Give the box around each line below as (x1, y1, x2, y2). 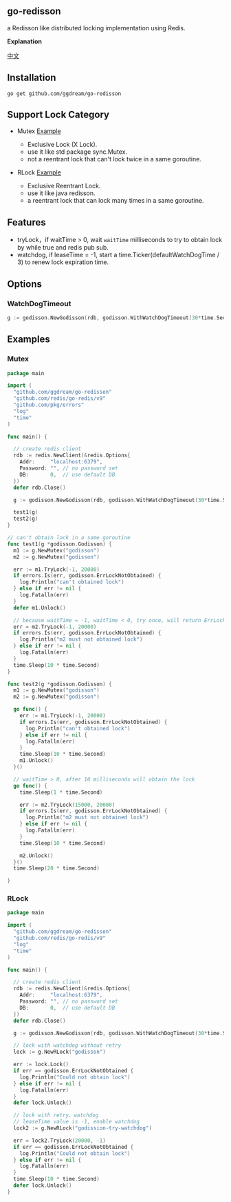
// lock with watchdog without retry (13, 1042, 122, 1049)
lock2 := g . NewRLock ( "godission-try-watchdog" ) (13, 1125, 153, 1132)
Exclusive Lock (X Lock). (27, 141, 98, 149)
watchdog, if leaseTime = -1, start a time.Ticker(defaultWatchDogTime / (16, 251, 220, 259)
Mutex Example (16, 127, 61, 135)
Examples (7, 334, 50, 345)
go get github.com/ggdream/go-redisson (7, 90, 122, 97)
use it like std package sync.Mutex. (27, 148, 128, 156)
